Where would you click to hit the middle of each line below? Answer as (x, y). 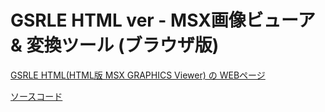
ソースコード (36, 96)
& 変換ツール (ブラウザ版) (115, 45)
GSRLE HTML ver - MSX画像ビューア (163, 20)
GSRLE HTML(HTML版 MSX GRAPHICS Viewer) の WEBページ (138, 75)
